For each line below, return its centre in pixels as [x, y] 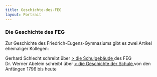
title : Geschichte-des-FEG [33, 10]
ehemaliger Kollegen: [27, 48]
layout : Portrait [23, 15]
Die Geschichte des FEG [35, 32]
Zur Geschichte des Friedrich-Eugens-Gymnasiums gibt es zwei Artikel [78, 43]
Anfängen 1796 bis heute [31, 69]
